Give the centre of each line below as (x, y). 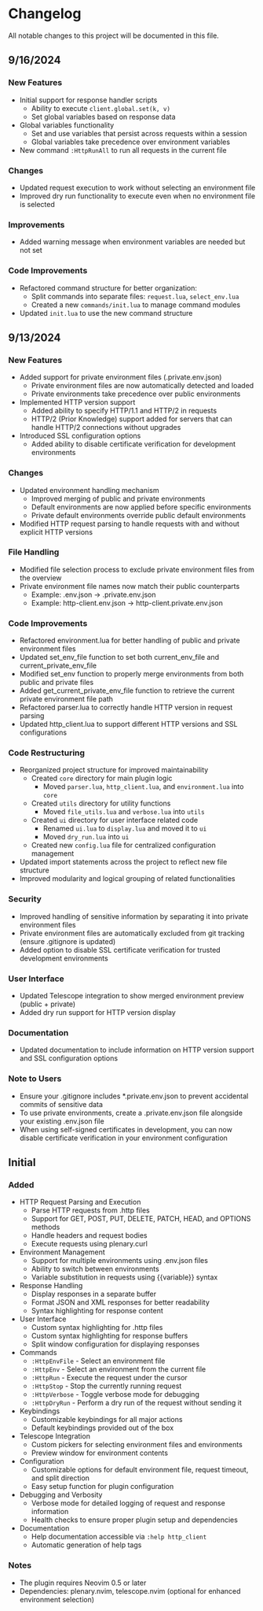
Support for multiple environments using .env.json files (119, 1261)
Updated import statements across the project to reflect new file (123, 862)
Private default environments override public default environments (138, 515)
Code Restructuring (46, 753)
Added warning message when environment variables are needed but (132, 242)
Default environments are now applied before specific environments (141, 507)
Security (25, 899)
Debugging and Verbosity (61, 1495)
